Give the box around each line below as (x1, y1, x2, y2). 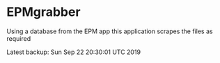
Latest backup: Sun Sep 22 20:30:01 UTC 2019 (6, 48, 141, 56)
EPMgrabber (6, 4, 81, 20)
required (6, 34, 31, 42)
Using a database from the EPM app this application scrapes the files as (6, 27, 213, 35)
